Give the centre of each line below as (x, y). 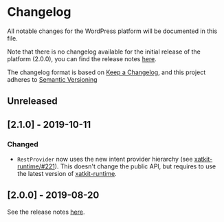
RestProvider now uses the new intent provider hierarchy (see (105, 159)
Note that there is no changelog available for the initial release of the (104, 52)
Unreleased (33, 101)
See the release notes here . (46, 212)
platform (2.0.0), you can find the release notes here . (82, 58)
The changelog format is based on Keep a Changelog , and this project (107, 72)
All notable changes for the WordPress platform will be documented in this (112, 31)
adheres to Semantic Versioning (52, 79)
